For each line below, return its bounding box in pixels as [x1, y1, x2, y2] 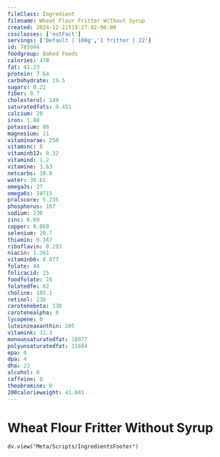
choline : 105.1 [7, 289, 53, 296]
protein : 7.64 [7, 70, 50, 77]
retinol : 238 [7, 296, 46, 303]
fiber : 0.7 [7, 90, 40, 97]
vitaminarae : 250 [7, 136, 59, 144]
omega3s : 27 [7, 183, 43, 190]
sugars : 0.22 [7, 84, 46, 91]
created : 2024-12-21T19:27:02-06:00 [7, 24, 116, 31]
